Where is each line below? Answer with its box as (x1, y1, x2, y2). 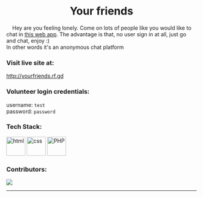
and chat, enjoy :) (6, 37, 50, 44)
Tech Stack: (6, 123, 42, 131)
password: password (6, 108, 56, 115)
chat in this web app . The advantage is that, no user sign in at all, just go (6, 30, 187, 37)
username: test (6, 101, 45, 108)
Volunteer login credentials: (6, 88, 90, 96)
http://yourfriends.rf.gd (6, 73, 64, 80)
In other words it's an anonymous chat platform (6, 44, 124, 51)
